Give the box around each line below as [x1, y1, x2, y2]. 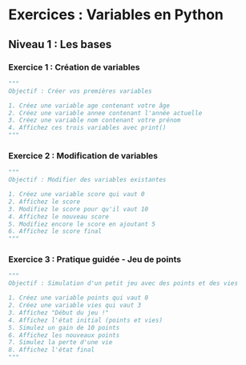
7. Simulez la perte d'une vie [8, 339, 113, 347]
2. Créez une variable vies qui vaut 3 [8, 302, 142, 310]
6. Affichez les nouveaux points [8, 331, 120, 339]
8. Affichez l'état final [8, 346, 95, 354]
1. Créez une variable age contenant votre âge [8, 102, 171, 110]
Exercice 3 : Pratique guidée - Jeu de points [8, 254, 182, 265]
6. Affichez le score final [8, 227, 103, 235]
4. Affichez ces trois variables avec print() [8, 124, 167, 132]
